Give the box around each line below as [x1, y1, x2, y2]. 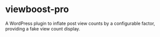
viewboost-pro [5, 4, 69, 15]
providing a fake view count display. [5, 25, 81, 31]
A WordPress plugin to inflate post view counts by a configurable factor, [5, 20, 155, 26]
